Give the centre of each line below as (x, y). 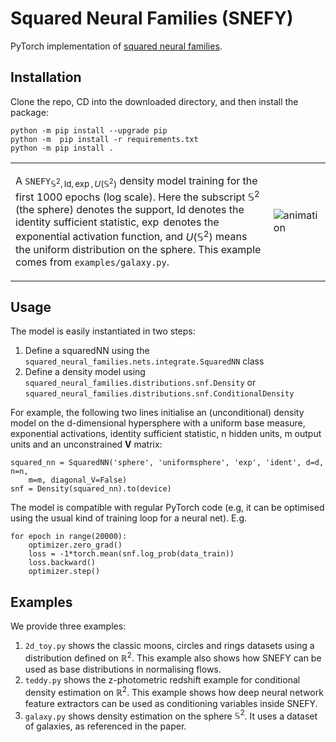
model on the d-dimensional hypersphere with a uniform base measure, (158, 423)
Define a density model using (85, 372)
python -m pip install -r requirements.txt (104, 139)
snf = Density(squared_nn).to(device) (91, 489)
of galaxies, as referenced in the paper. (105, 726)
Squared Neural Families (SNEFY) (152, 18)
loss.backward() (62, 563)
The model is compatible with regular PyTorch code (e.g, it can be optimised (167, 508)
